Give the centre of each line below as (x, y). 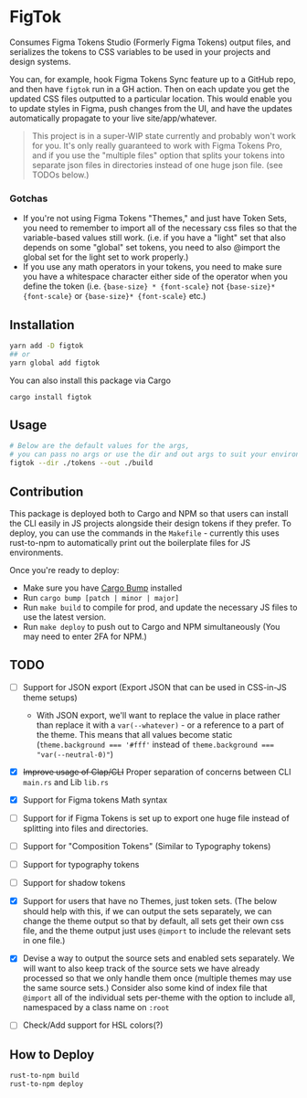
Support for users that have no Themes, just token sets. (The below (149, 901)
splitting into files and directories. (85, 828)
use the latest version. (64, 617)
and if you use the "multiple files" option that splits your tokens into (158, 155)
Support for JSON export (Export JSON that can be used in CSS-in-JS (155, 687)
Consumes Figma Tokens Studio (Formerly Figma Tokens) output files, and (150, 42)
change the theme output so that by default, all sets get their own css (153, 922)
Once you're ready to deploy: (64, 570)
